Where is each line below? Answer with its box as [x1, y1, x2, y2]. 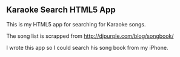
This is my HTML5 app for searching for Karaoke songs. [6, 20, 146, 28]
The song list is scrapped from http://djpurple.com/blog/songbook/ [6, 32, 174, 40]
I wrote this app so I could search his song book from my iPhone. [6, 44, 168, 51]
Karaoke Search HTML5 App [6, 5, 116, 15]
